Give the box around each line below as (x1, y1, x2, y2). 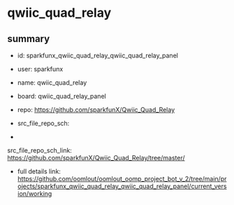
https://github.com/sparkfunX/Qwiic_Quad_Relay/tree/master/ (7, 154, 185, 162)
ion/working (17, 190, 52, 197)
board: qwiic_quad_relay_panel (17, 92, 106, 100)
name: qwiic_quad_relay (17, 78, 87, 87)
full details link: (17, 167, 61, 176)
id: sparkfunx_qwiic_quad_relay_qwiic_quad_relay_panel (17, 51, 178, 59)
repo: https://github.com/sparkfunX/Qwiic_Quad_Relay (17, 106, 175, 113)
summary (7, 33, 50, 45)
